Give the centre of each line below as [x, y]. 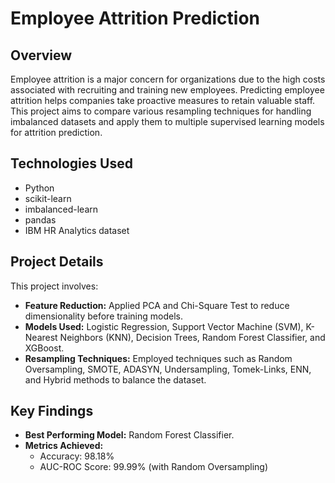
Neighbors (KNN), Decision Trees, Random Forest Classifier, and [192, 337]
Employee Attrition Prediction [135, 18]
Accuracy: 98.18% [77, 456]
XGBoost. [44, 348]
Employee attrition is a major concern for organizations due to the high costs [168, 79]
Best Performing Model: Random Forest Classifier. [129, 435]
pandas [40, 219]
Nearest [41, 337]
